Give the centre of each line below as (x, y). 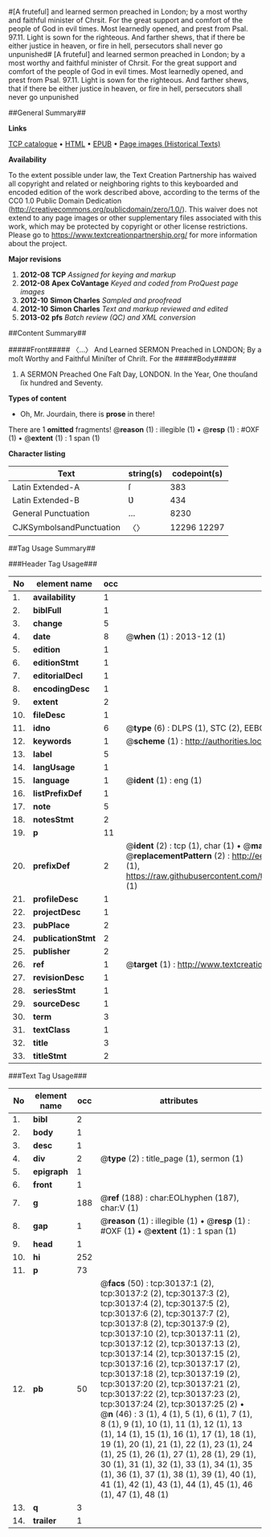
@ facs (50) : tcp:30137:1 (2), (157, 1283)
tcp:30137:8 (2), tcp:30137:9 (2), (165, 1323)
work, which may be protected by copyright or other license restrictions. (128, 226)
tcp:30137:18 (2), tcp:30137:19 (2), (170, 1374)
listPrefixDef (58, 793)
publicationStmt (65, 938)
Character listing (37, 453)
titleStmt (50, 1056)
